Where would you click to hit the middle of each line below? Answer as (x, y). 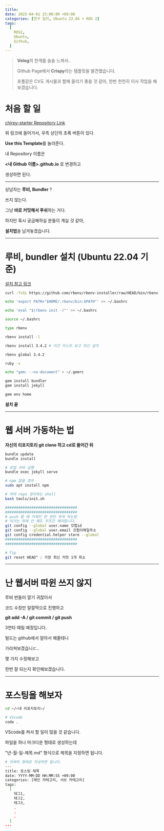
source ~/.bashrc (23, 320)
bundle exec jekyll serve (31, 472)
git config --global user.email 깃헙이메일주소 (51, 531)
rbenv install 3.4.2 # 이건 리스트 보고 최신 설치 (52, 346)
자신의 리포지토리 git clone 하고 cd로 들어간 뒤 (49, 445)
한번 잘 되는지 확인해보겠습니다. (35, 669)
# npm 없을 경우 (20, 481)
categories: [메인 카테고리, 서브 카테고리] (45, 780)
